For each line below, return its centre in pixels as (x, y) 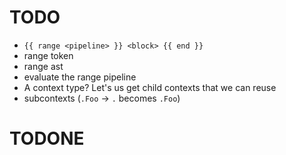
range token (48, 55)
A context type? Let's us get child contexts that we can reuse (150, 87)
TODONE (47, 138)
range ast (43, 66)
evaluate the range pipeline (80, 77)
